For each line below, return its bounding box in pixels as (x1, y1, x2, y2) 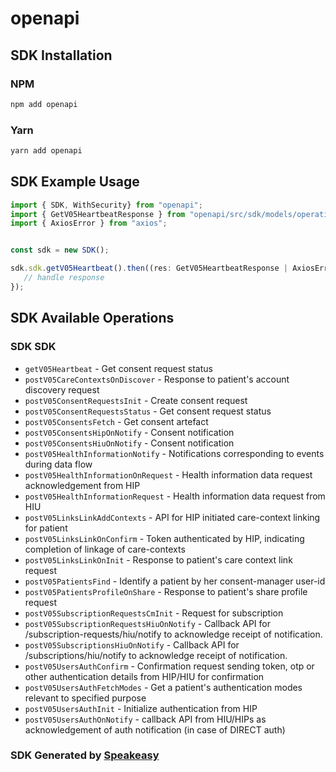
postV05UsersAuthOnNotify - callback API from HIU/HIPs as (24, 713, 267, 725)
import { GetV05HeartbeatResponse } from (10, 209, 186, 219)
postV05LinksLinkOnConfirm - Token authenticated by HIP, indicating (24, 532, 305, 544)
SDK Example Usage (10, 173, 140, 191)
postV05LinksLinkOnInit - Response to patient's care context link (24, 553, 293, 566)
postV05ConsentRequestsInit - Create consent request (24, 394, 248, 406)
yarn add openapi (10, 146, 83, 156)
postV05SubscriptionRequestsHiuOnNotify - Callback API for (24, 617, 271, 629)
